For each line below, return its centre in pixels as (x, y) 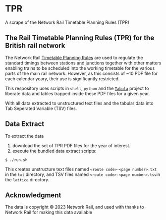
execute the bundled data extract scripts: (54, 151)
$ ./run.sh (16, 160)
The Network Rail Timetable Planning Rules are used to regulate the (74, 57)
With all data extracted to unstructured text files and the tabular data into (79, 103)
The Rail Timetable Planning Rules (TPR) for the (80, 38)
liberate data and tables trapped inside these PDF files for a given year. (78, 93)
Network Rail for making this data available (49, 212)
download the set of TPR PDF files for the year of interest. (71, 145)
